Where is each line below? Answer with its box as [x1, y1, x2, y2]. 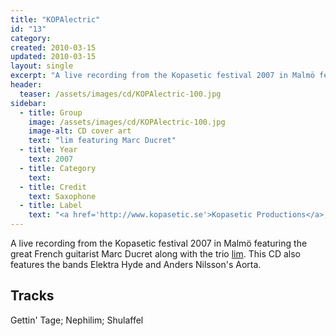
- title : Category [19, 163, 97, 173]
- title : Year [19, 145, 78, 155]
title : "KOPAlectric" [10, 14, 101, 25]
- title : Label [19, 201, 83, 211]
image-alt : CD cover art [28, 126, 132, 136]
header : [10, 80, 43, 90]
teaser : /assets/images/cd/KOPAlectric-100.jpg [19, 89, 222, 99]
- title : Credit [19, 182, 87, 192]
